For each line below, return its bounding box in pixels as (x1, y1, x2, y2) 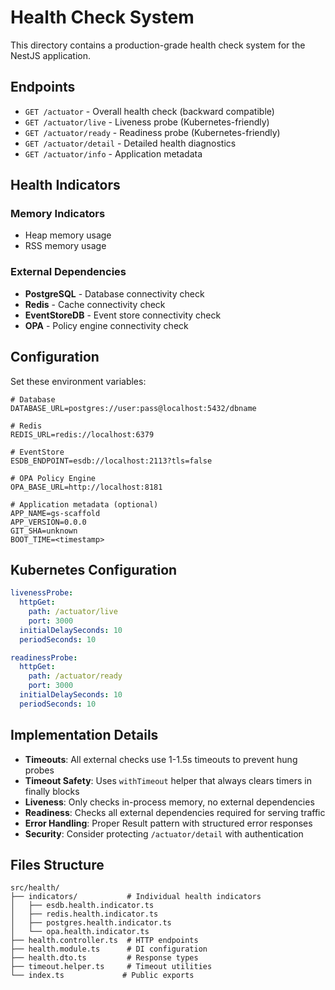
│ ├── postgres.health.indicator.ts (10, 918, 172, 928)
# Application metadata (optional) (10, 499, 159, 510)
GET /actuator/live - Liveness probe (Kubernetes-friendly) (24, 116, 270, 128)
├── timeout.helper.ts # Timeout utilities (10, 962, 213, 972)
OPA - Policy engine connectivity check (24, 319, 189, 331)
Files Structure (10, 857, 105, 874)
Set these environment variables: (10, 375, 147, 387)
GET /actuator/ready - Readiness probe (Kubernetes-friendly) (24, 126, 281, 138)
